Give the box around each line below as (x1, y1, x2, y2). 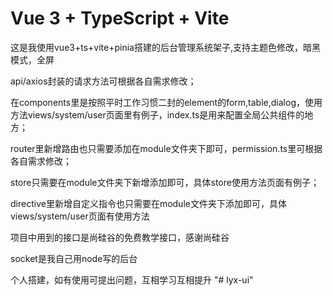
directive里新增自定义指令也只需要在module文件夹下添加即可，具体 (10, 197, 287, 209)
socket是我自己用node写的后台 (10, 252, 138, 264)
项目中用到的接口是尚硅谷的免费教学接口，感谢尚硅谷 (10, 231, 230, 243)
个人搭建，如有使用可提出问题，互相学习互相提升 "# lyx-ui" (10, 273, 254, 286)
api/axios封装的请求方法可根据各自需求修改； (10, 75, 197, 87)
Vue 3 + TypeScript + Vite (10, 7, 230, 30)
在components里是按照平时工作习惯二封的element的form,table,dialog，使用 (10, 96, 323, 108)
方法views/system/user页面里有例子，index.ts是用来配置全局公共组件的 (10, 108, 305, 121)
